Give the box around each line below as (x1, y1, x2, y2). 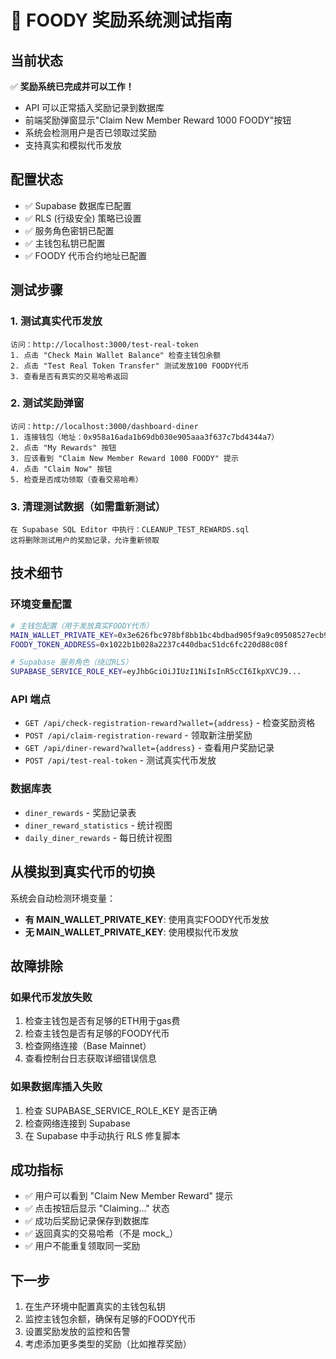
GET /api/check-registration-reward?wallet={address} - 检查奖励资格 (24, 717, 316, 729)
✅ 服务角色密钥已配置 (24, 224, 115, 236)
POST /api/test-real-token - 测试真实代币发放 (24, 754, 217, 766)
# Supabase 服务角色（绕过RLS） (10, 657, 133, 668)
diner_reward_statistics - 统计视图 (24, 819, 173, 831)
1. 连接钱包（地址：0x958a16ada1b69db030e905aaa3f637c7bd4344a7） (10, 432, 280, 442)
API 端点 (10, 692, 51, 706)
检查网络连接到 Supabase (24, 1117, 131, 1129)
